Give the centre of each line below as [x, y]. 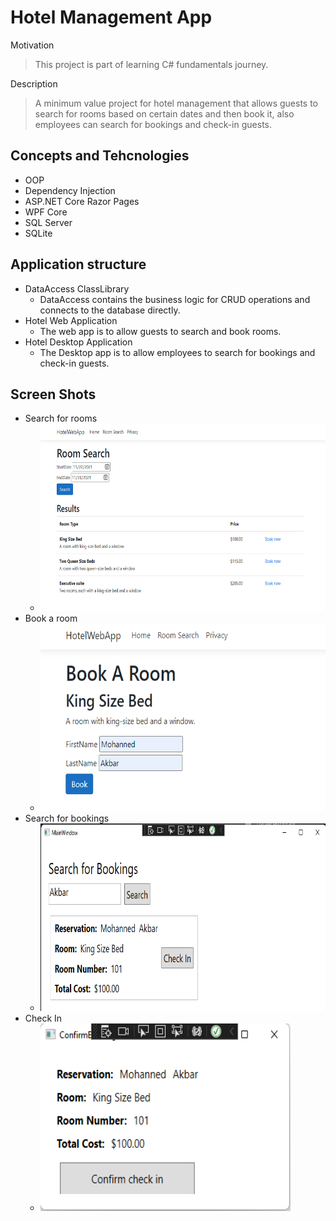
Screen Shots [53, 394]
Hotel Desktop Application [78, 342]
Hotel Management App [111, 17]
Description [34, 83]
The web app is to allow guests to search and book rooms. [160, 331]
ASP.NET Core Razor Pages [82, 201]
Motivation [32, 45]
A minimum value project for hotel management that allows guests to [176, 103]
